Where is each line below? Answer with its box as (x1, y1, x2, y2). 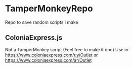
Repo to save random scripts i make (5, 19, 78, 25)
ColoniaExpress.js (5, 34, 63, 42)
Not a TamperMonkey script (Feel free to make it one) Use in (5, 46, 129, 52)
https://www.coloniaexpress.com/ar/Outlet (5, 57, 92, 63)
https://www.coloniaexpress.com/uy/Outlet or (5, 52, 98, 58)
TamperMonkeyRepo (5, 3, 93, 14)
